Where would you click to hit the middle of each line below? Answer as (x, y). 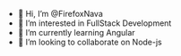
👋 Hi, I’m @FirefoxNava (60, 14)
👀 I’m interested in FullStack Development (95, 23)
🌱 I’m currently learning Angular (77, 32)
